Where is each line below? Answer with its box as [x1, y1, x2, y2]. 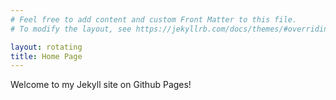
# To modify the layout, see [10, 24, 132, 34]
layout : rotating [10, 42, 83, 52]
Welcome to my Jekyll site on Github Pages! [10, 79, 192, 91]
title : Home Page [10, 51, 83, 61]
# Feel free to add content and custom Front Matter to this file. [10, 14, 298, 25]
